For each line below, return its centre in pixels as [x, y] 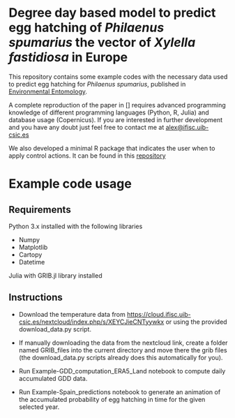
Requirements [40, 210]
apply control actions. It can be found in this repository [88, 156]
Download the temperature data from [72, 314]
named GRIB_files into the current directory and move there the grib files [123, 350]
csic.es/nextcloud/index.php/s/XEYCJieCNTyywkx [91, 322]
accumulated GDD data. [53, 378]
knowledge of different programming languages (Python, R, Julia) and [109, 112]
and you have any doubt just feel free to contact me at [86, 127]
